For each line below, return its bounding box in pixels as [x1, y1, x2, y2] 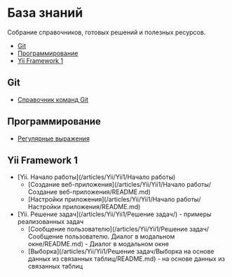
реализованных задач [17, 218, 84, 226]
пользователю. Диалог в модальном [64, 232, 175, 241]
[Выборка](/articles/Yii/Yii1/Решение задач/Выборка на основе [27, 247, 214, 256]
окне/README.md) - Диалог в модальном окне [27, 240, 170, 248]
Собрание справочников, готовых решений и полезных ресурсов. [7, 28, 206, 36]
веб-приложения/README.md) [59, 187, 151, 197]
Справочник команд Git [17, 95, 89, 104]
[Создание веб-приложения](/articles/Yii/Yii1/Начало [27, 180, 186, 189]
